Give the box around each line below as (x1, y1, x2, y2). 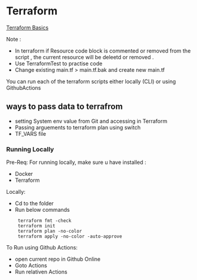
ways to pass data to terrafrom (6, 102, 123, 112)
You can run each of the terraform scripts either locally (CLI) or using (6, 78, 176, 85)
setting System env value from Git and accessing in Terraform (14, 117, 168, 124)
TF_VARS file (14, 130, 47, 137)
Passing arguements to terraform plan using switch (14, 124, 141, 131)
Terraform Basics (6, 24, 49, 31)
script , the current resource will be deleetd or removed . (14, 53, 154, 60)
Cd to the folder (14, 200, 54, 207)
